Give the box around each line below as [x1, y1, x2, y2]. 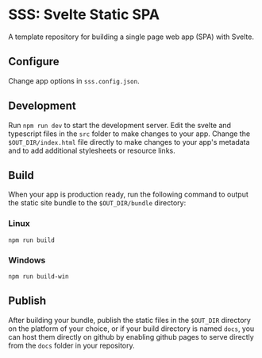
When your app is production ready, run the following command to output [8, 189, 249, 200]
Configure [8, 55, 60, 68]
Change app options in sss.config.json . [8, 76, 141, 85]
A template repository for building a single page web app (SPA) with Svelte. [8, 32, 254, 41]
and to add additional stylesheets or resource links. [8, 146, 176, 155]
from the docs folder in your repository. [8, 340, 135, 350]
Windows [8, 255, 46, 266]
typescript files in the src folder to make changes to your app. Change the [8, 129, 251, 138]
